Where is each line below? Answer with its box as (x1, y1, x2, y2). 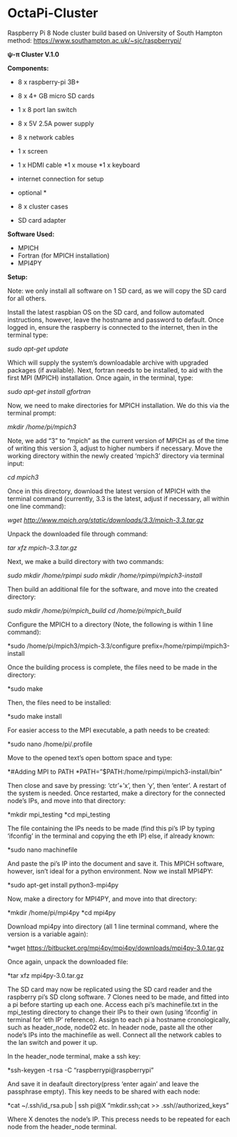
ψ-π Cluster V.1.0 (7, 50, 59, 59)
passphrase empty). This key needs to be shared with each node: (7, 1087, 201, 1096)
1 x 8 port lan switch (17, 105, 77, 113)
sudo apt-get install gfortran (7, 387, 91, 395)
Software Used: (7, 230, 55, 238)
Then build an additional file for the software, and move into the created (7, 585, 218, 593)
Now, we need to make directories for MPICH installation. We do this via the (7, 401, 230, 410)
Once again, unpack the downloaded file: (7, 957, 128, 966)
